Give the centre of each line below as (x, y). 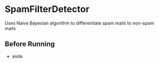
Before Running (30, 44)
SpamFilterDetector (47, 9)
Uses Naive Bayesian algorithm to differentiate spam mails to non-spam (79, 23)
